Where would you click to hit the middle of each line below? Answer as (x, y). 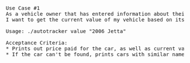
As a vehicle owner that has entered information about (87, 14)
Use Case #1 (23, 8)
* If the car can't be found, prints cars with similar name (95, 54)
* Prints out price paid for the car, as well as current (91, 49)
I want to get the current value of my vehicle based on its (95, 20)
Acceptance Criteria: (37, 43)
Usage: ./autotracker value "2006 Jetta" (66, 31)
